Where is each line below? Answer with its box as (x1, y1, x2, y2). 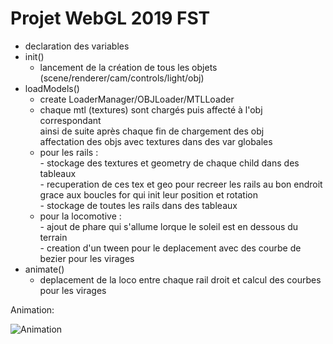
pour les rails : (39, 146, 99, 158)
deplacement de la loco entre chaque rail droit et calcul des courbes (39, 273, 322, 286)
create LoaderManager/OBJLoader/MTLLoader (39, 93, 235, 105)
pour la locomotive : (39, 210, 122, 222)
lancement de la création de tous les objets (39, 61, 218, 73)
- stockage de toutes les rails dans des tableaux (39, 199, 238, 211)
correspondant (39, 114, 102, 126)
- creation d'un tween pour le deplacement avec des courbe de (39, 242, 302, 254)
